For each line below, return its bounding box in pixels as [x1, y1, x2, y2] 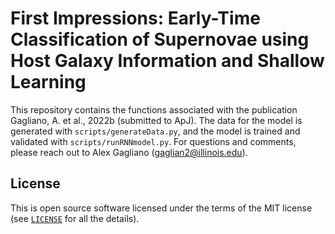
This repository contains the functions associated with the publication [10, 103, 298, 116]
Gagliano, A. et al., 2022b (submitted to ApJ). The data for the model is [10, 114, 303, 126]
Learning [10, 71, 87, 94]
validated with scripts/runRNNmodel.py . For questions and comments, [10, 135, 297, 147]
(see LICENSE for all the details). [10, 212, 140, 224]
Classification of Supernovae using [10, 28, 310, 51]
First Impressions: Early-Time [10, 7, 261, 30]
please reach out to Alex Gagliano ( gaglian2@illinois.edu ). [10, 146, 248, 158]
